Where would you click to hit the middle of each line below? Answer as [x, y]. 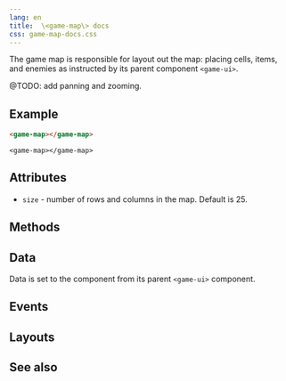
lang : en [25, 17]
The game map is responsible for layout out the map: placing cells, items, [143, 60]
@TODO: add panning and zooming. [76, 86]
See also [33, 367]
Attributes [38, 178]
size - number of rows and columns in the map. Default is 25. [135, 199]
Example [34, 113]
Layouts [32, 337]
